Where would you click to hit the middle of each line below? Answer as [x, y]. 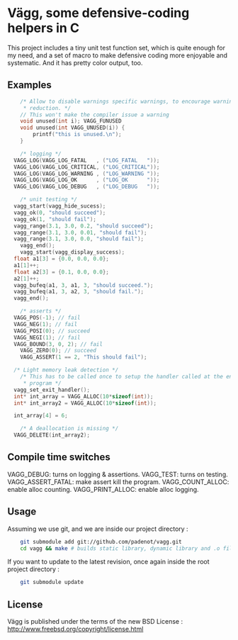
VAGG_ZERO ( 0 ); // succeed [58, 351]
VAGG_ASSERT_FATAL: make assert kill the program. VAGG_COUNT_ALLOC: [118, 482]
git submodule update [52, 583]
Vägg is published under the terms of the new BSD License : [95, 622]
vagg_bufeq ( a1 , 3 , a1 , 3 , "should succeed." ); [84, 285]
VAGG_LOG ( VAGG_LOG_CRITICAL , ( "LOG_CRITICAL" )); [87, 167]
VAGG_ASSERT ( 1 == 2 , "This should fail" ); [84, 357]
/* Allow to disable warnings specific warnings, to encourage [115, 101]
